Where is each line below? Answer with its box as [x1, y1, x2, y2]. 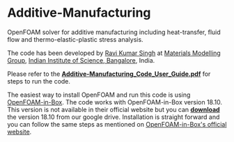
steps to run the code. [7, 77, 71, 85]
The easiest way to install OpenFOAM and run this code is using [7, 90, 191, 99]
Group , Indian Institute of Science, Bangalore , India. [7, 56, 155, 64]
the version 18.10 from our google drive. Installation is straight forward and [7, 113, 220, 121]
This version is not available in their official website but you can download [7, 105, 221, 113]
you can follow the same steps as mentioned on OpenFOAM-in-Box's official [7, 120, 227, 128]
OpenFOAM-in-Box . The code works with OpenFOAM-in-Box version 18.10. [7, 97, 223, 106]
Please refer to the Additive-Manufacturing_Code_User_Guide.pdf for [7, 70, 211, 78]
